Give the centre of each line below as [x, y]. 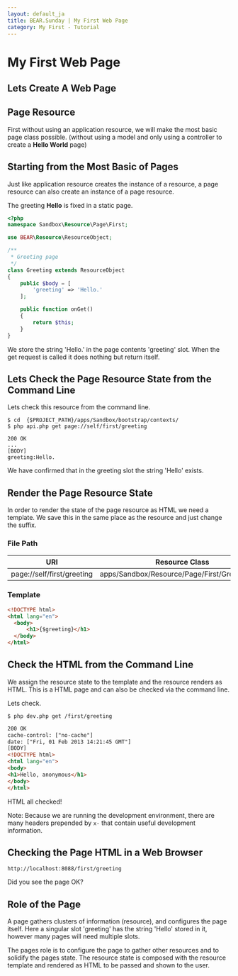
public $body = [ [46, 283]
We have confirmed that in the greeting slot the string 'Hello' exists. [106, 471]
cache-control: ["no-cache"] [50, 735]
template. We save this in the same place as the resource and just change [115, 518]
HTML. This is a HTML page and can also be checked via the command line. [119, 689]
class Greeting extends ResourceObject [66, 270]
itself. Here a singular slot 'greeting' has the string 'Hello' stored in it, [107, 929]
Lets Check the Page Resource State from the [109, 379]
